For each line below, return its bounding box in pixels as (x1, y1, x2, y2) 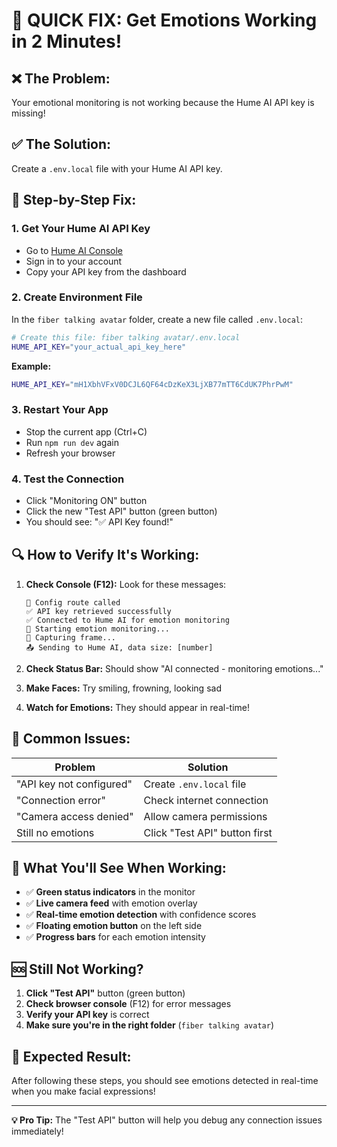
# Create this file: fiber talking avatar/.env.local (11, 332, 241, 343)
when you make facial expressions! (11, 1085, 156, 1098)
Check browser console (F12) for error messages (25, 998, 232, 1010)
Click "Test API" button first (143, 825, 273, 839)
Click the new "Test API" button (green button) (25, 505, 218, 518)
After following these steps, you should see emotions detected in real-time (11, 1075, 319, 1087)
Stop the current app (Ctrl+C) (25, 425, 148, 438)
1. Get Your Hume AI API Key (11, 222, 151, 236)
